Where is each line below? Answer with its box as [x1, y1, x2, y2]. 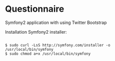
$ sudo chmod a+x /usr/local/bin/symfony [5, 51, 91, 56]
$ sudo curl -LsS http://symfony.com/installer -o [5, 42, 111, 47]
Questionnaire [5, 3, 65, 15]
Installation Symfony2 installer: [5, 29, 67, 35]
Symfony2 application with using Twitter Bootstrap [5, 20, 107, 25]
